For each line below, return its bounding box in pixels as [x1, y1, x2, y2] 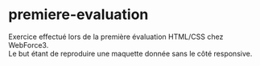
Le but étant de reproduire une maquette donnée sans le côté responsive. [8, 49, 253, 58]
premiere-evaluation [8, 6, 149, 24]
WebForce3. [8, 40, 49, 49]
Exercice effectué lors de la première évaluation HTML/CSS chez [8, 32, 224, 41]
